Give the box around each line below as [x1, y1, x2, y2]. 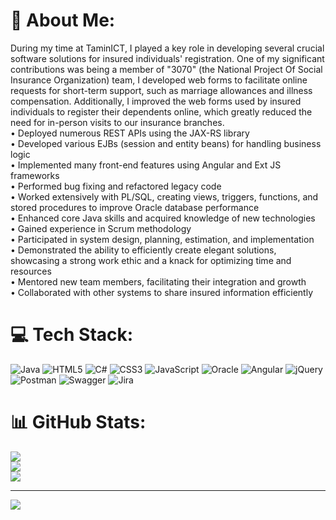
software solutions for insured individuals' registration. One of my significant [10, 52, 325, 64]
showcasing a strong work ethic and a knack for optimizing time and [10, 254, 292, 266]
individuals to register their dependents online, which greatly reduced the [10, 105, 313, 118]
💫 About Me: [10, 9, 116, 32]
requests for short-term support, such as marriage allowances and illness [10, 84, 313, 96]
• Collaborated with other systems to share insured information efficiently [10, 286, 313, 298]
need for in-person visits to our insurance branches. [10, 116, 225, 128]
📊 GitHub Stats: [10, 411, 147, 434]
